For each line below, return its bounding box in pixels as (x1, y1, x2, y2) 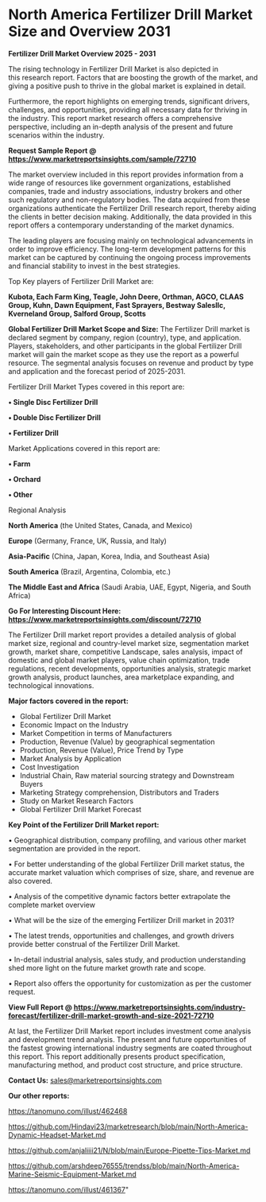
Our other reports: (8, 1091, 70, 1100)
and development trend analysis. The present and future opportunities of (8, 1034, 247, 1044)
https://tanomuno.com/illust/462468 (8, 1106, 128, 1115)
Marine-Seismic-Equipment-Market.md (8, 1169, 137, 1179)
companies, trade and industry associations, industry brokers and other (8, 186, 242, 196)
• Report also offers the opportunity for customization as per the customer (8, 978, 252, 988)
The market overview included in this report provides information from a (8, 169, 244, 179)
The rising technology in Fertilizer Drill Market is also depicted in (8, 64, 218, 73)
